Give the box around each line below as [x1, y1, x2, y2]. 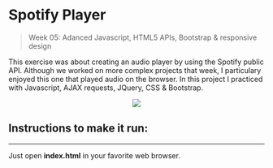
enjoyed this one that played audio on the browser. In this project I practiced [8, 74, 263, 84]
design [28, 41, 52, 50]
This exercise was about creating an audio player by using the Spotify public [8, 57, 264, 67]
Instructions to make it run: [8, 122, 149, 136]
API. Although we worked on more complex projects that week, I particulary [8, 65, 262, 75]
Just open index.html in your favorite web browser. [8, 150, 181, 160]
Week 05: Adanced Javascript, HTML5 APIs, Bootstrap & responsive [28, 32, 258, 42]
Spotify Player [8, 6, 106, 24]
